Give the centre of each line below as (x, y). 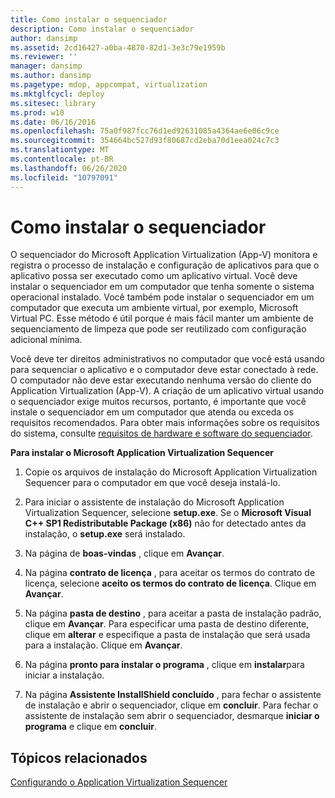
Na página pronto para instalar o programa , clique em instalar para (164, 665)
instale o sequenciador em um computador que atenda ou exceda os (152, 412)
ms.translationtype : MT (60, 150)
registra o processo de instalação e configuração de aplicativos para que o (165, 265)
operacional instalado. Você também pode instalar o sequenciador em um (162, 297)
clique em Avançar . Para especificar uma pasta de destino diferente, (167, 624)
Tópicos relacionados (79, 757)
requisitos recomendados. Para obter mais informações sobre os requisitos (165, 423)
